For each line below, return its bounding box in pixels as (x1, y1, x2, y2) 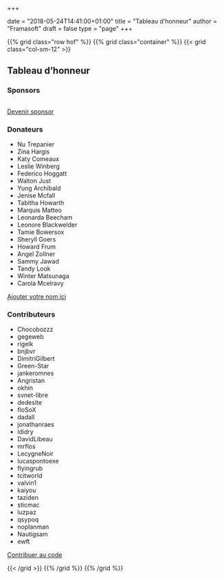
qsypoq (16, 516, 39, 524)
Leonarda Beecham (16, 213, 73, 221)
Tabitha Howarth (16, 198, 65, 207)
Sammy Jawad (16, 257, 60, 265)
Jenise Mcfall (16, 191, 56, 200)
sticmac (16, 501, 40, 509)
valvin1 (16, 479, 36, 487)
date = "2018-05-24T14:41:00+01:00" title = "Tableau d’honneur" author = (7, 17, 218, 25)
